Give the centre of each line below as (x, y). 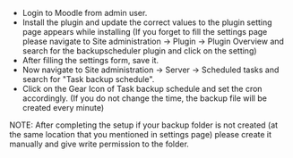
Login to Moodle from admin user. (85, 13)
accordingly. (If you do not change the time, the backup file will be (144, 98)
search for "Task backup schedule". (88, 79)
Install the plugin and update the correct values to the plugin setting (147, 22)
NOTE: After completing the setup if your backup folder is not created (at (144, 125)
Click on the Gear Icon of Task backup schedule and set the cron (142, 89)
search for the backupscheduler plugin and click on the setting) (139, 51)
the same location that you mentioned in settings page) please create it (140, 134)
